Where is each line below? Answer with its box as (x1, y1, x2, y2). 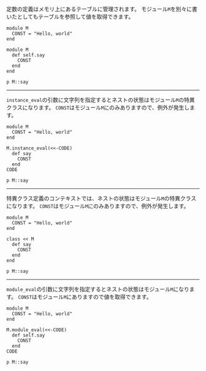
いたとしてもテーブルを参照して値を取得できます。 (6, 13, 134, 20)
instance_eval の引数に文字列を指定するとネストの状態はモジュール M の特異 (6, 96, 195, 103)
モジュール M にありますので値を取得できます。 (37, 293, 152, 300)
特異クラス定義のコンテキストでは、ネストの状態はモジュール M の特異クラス (6, 195, 197, 202)
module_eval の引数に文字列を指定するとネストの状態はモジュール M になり (6, 286, 189, 293)
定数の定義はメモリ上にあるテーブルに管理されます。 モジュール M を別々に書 (6, 6, 197, 12)
